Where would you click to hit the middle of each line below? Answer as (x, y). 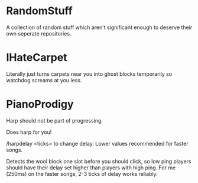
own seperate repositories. (39, 33)
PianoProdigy (40, 104)
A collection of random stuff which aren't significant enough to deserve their (99, 27)
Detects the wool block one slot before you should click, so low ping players (99, 161)
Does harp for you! (29, 132)
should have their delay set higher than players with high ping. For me (91, 168)
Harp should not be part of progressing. (55, 120)
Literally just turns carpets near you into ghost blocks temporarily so (89, 74)
